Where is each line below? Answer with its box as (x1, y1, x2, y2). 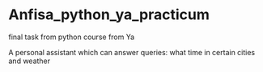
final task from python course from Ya (8, 32, 135, 42)
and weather (8, 56, 51, 66)
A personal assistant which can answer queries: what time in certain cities (8, 47, 256, 57)
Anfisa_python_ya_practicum (8, 6, 210, 24)
